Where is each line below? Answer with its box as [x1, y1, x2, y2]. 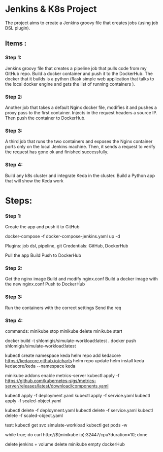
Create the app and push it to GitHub [5, 224, 80, 230]
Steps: [5, 195, 33, 206]
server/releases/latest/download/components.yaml [5, 383, 109, 389]
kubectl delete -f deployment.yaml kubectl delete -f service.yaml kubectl [5, 407, 153, 413]
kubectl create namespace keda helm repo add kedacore [5, 352, 121, 358]
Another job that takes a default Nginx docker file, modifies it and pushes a [5, 104, 157, 110]
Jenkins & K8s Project [5, 3, 97, 15]
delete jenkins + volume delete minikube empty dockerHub [5, 441, 125, 447]
